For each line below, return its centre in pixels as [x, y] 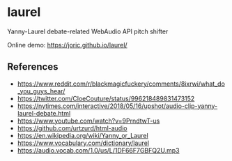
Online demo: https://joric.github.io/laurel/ [67, 45]
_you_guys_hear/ [41, 91]
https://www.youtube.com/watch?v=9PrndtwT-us [88, 121]
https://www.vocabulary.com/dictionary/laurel [83, 143]
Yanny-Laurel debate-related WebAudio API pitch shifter [88, 31]
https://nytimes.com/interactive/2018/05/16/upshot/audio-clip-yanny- [117, 106]
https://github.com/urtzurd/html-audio [72, 128]
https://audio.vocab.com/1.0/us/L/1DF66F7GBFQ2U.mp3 [98, 150]
